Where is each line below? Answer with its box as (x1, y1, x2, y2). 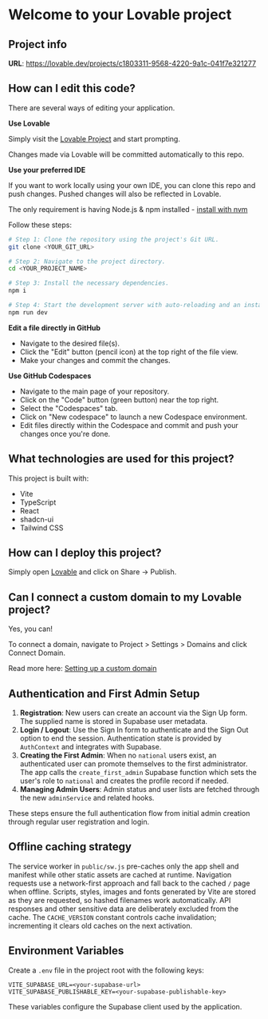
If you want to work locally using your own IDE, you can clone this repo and (8, 180, 256, 190)
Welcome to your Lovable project (8, 6, 232, 24)
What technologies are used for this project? (8, 452, 235, 466)
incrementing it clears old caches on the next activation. (8, 921, 193, 930)
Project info (8, 38, 68, 51)
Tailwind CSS (19, 522, 64, 533)
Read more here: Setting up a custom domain (8, 664, 157, 673)
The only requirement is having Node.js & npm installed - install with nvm (8, 204, 248, 214)
